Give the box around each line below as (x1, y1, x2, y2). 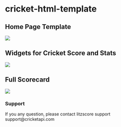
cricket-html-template (5, 3, 97, 14)
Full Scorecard (5, 76, 50, 84)
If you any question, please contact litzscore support (5, 111, 111, 117)
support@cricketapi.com (5, 116, 55, 122)
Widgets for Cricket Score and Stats (5, 49, 117, 57)
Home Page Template (5, 23, 71, 31)
